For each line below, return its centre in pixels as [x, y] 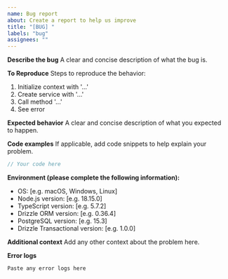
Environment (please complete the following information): [94, 177]
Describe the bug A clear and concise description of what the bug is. [107, 60]
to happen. [23, 130]
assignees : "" [28, 40]
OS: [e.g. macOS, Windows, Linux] [67, 191]
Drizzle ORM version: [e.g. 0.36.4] [67, 213]
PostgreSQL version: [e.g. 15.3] [62, 221]
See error [31, 109]
